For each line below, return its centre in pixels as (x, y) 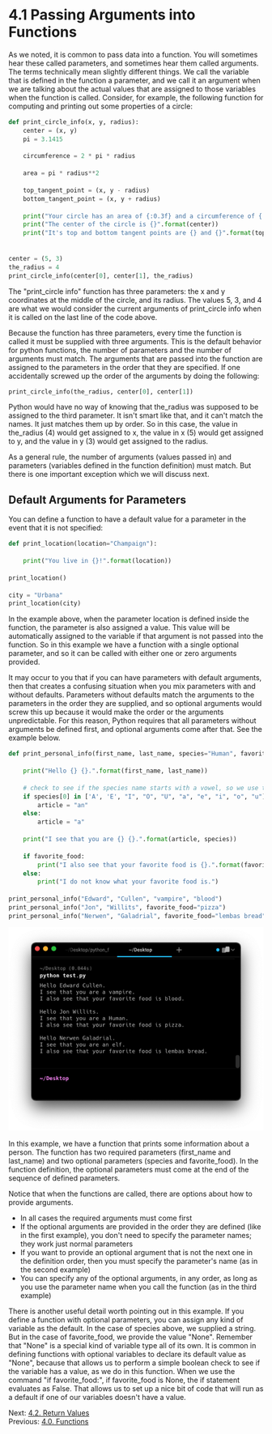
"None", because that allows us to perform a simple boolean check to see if (134, 1363)
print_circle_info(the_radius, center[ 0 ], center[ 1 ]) (101, 391)
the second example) (55, 1270)
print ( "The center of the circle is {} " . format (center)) (121, 224)
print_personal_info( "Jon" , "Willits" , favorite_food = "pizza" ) (117, 908)
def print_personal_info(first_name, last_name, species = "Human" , (123, 754)
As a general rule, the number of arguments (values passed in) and (120, 457)
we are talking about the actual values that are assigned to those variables (132, 89)
